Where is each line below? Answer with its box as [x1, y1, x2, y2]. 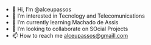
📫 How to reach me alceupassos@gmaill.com [12, 32, 128, 39]
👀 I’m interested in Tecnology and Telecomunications [12, 12, 145, 19]
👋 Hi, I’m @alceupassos [12, 6, 72, 13]
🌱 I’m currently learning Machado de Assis [12, 19, 119, 26]
